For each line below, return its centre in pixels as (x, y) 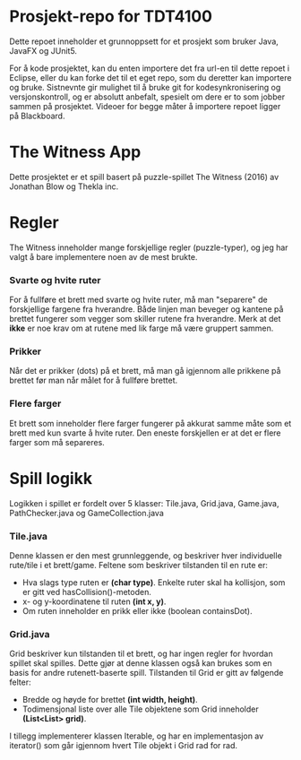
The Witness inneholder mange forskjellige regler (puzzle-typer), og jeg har (149, 247)
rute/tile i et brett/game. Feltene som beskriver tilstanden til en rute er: (139, 565)
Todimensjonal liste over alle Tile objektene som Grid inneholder (140, 709)
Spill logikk (51, 478)
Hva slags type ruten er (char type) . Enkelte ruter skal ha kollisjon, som (154, 582)
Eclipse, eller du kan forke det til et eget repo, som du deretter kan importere (150, 77)
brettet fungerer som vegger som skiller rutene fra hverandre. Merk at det (145, 319)
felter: (20, 682)
